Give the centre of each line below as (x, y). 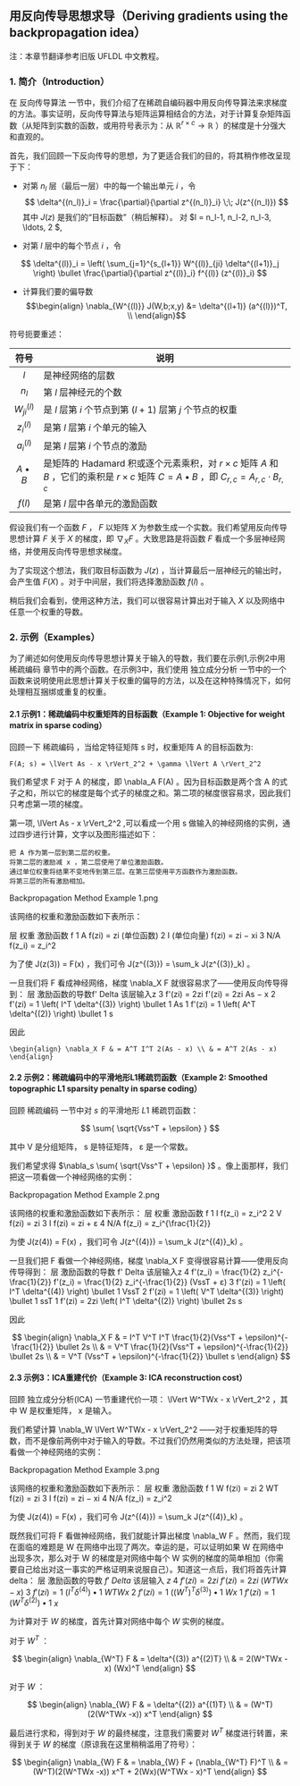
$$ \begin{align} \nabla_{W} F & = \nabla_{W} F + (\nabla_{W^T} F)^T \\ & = (150, 1762)
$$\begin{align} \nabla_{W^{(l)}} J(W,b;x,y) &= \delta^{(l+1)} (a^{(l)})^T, (156, 306)
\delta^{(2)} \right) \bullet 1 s (61, 1013)
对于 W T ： (29, 1640)
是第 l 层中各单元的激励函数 (100, 504)
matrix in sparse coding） (58, 725)
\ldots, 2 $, (42, 227)
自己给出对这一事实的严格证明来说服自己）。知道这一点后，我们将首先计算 (152, 1569)
